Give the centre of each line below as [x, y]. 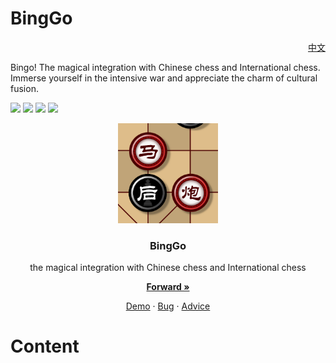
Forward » [168, 287]
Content [45, 346]
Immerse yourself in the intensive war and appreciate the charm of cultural [164, 78]
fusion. [24, 88]
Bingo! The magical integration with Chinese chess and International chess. [165, 67]
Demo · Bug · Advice [168, 306]
